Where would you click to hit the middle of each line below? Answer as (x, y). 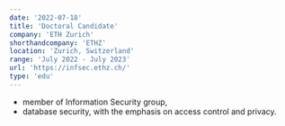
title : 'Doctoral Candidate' (64, 26)
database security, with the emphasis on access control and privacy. (149, 111)
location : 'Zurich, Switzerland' (72, 51)
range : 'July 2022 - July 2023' (70, 59)
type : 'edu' (31, 76)
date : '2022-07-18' (46, 18)
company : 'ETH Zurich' (52, 34)
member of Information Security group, (95, 102)
